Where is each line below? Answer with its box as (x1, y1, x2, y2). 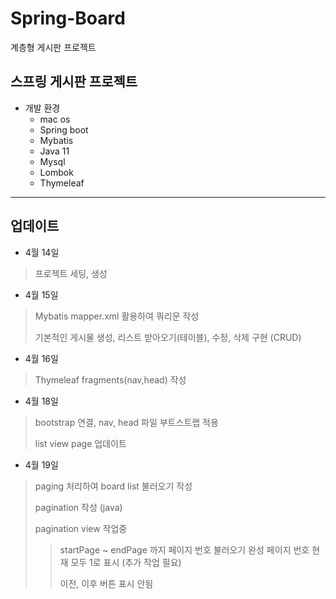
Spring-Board (10, 7, 126, 30)
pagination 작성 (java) (34, 501, 123, 513)
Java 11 (39, 145, 70, 157)
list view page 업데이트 (34, 437, 127, 449)
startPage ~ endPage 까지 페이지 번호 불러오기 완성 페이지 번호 (59, 543, 310, 556)
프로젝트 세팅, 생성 (34, 267, 108, 279)
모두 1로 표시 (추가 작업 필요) (70, 556, 182, 568)
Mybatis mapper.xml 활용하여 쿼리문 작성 (34, 310, 200, 322)
